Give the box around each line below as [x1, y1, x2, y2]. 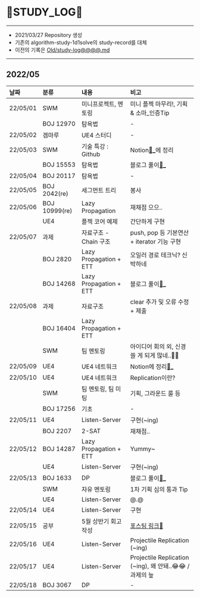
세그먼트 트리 [81, 186, 117, 194]
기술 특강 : [81, 142, 109, 151]
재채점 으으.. [130, 203, 162, 211]
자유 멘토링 [81, 485, 111, 493]
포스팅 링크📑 [130, 521, 164, 530]
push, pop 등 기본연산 [130, 229, 189, 237]
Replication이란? [130, 373, 176, 382]
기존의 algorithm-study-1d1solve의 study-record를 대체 [14, 39, 147, 46]
